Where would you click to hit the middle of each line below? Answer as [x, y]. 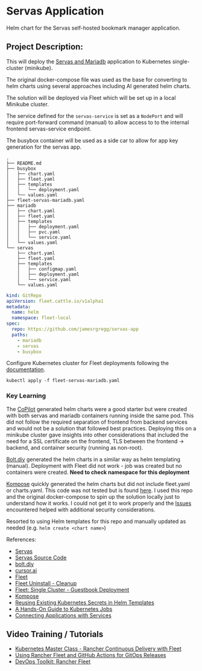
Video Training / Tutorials [55, 634]
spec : [13, 324]
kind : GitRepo [24, 295]
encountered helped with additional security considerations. [81, 510]
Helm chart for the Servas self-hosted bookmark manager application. [93, 28]
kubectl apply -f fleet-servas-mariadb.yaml [63, 381]
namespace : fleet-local [41, 318]
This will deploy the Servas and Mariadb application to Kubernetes [89, 61]
